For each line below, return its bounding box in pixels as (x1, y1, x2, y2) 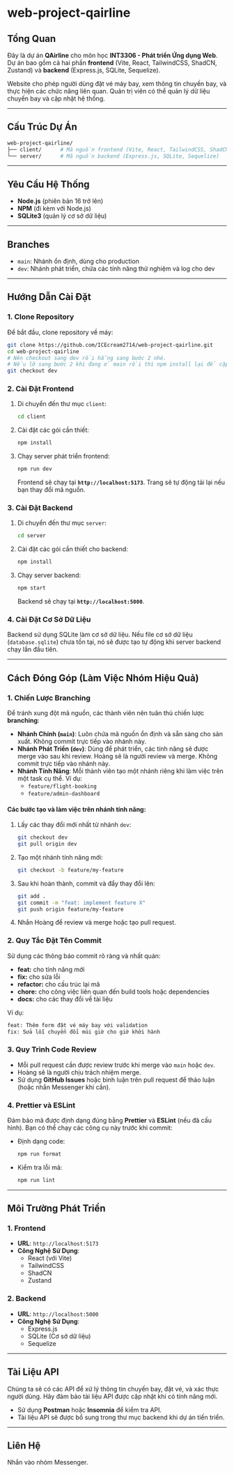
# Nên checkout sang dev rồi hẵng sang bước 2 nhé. (7, 354, 167, 361)
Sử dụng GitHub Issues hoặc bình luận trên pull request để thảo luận (17, 1075, 215, 1084)
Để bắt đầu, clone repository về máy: (7, 328, 114, 336)
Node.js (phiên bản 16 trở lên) (17, 197, 104, 205)
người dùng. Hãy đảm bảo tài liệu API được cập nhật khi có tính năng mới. (7, 1392, 218, 1400)
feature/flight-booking (27, 783, 97, 790)
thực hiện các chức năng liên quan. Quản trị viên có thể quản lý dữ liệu (7, 87, 210, 95)
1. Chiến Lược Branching (7, 693, 91, 703)
